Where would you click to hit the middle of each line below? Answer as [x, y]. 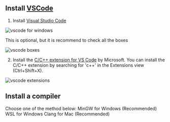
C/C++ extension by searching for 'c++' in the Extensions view [78, 65]
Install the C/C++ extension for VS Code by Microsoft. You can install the [89, 60]
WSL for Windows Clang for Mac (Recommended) [58, 114]
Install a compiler [33, 96]
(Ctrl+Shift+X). [28, 70]
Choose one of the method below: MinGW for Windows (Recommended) [81, 108]
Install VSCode [29, 8]
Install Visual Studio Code [39, 20]
